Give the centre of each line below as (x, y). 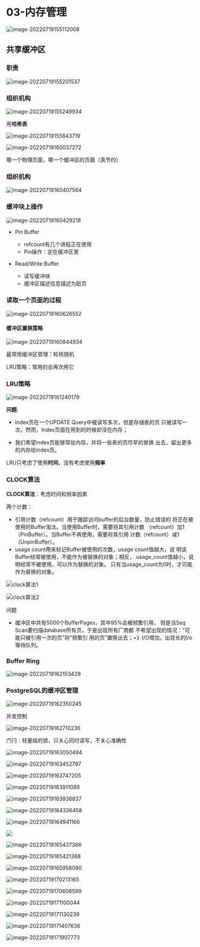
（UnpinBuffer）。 (36, 541)
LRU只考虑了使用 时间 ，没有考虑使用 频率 (56, 463)
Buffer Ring (23, 660)
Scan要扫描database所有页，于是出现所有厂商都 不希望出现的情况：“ (100, 630)
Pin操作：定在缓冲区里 (51, 251)
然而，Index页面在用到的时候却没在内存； (77, 430)
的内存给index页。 (37, 450)
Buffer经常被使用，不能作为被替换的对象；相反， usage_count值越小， (102, 556)
